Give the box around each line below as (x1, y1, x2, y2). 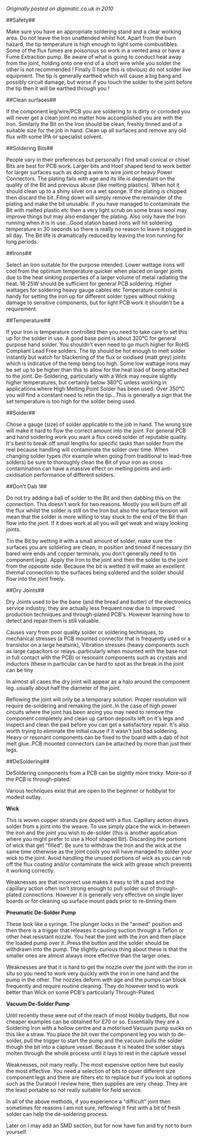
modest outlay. (6, 794, 43, 801)
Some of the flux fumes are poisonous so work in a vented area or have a (6, 47, 185, 54)
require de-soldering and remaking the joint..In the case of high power (6, 702, 177, 709)
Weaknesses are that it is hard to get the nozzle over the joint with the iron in (6, 963, 193, 971)
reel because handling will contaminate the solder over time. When (6, 446, 168, 453)
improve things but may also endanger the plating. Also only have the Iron (6, 213, 186, 220)
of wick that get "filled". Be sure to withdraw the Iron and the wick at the (6, 842, 181, 849)
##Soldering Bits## (6, 145, 53, 151)
